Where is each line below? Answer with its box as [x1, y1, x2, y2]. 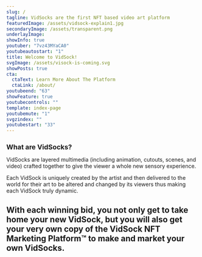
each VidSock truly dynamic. [6, 187, 78, 194]
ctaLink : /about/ [12, 83, 56, 89]
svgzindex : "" [6, 116, 43, 122]
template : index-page [6, 105, 61, 111]
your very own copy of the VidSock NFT [6, 224, 161, 234]
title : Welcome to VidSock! [6, 54, 78, 60]
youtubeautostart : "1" [6, 49, 64, 55]
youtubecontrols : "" [6, 99, 59, 105]
